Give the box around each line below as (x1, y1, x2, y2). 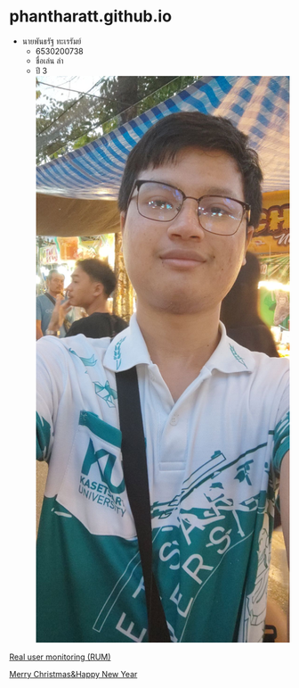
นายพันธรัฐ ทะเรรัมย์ (21, 36, 82, 46)
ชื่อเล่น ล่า (35, 55, 64, 66)
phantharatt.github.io (9, 6, 172, 27)
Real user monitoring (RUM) (9, 651, 111, 662)
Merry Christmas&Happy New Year (9, 668, 138, 679)
